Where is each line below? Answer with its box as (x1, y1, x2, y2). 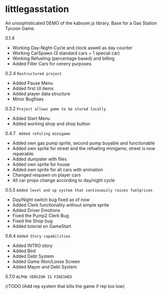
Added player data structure (12, 90, 71, 96)
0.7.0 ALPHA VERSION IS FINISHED (5, 273, 72, 279)
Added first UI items (12, 85, 54, 91)
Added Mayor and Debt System (12, 263, 77, 269)
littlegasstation (5, 3, 69, 15)
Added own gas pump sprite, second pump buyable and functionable (12, 140, 155, 146)
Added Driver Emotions (12, 207, 61, 213)
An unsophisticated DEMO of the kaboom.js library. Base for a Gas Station (5, 20, 157, 26)
